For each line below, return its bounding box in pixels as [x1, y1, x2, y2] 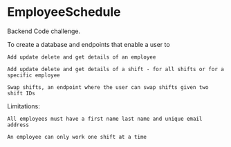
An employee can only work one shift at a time [7, 133, 147, 140]
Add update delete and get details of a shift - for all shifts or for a [7, 66, 225, 72]
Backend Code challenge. [7, 27, 81, 35]
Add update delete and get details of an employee [7, 53, 156, 61]
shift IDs [7, 90, 36, 97]
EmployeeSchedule [7, 4, 121, 20]
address [7, 121, 30, 128]
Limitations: [7, 101, 40, 110]
